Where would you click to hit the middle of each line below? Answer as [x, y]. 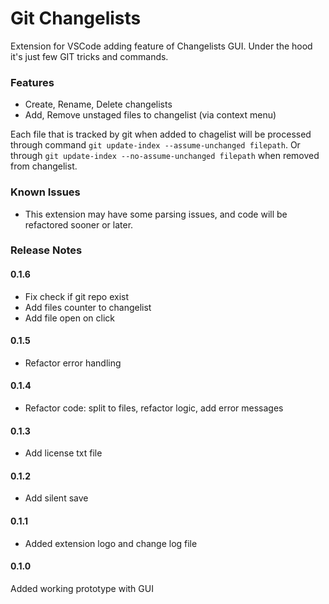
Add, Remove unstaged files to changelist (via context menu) [150, 115]
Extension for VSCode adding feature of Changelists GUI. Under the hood [161, 46]
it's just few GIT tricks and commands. [89, 56]
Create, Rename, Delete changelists [98, 104]
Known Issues [45, 192]
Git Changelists [76, 18]
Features [32, 82]
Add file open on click [70, 318]
